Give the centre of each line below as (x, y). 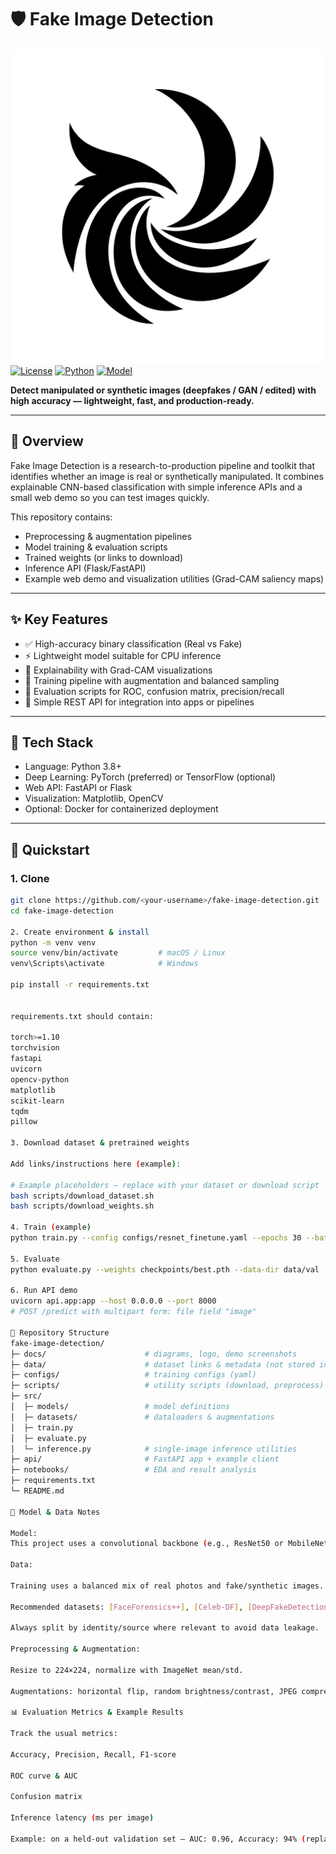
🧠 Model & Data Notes (55, 1512)
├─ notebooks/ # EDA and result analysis (133, 1470)
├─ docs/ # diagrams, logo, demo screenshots (154, 1354)
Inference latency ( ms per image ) (82, 1818)
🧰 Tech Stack (52, 742)
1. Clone (30, 878)
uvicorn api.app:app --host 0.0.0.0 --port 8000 (113, 1301)
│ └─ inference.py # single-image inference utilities (154, 1449)
